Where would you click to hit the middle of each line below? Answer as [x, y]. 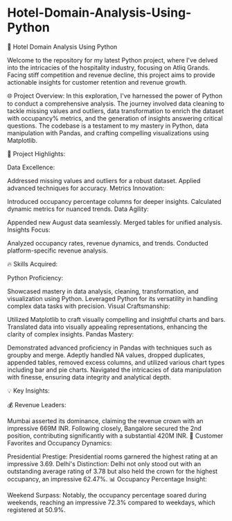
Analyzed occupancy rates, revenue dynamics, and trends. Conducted [108, 243]
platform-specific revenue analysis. [58, 250]
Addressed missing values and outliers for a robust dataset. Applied [104, 180]
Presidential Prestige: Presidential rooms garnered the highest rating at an [113, 456]
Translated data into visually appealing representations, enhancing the [107, 327]
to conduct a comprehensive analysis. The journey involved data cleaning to [116, 103]
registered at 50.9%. [36, 510]
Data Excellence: [31, 167]
